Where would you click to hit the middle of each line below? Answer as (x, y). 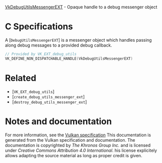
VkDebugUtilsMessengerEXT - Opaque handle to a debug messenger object (81, 7)
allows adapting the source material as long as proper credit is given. (74, 155)
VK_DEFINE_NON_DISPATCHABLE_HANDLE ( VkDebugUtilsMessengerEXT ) (69, 58)
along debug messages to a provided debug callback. (59, 45)
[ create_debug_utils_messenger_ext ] (48, 97)
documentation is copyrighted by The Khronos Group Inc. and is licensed (78, 145)
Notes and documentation (59, 121)
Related (21, 78)
